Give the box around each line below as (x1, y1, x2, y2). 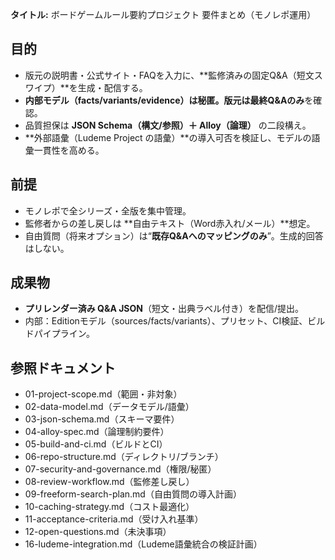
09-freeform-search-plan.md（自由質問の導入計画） (24, 488, 242, 500)
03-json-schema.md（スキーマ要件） (24, 413, 180, 425)
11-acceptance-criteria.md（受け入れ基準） (24, 513, 204, 525)
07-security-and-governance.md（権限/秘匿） (24, 463, 217, 475)
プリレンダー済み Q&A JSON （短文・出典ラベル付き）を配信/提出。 (24, 303, 305, 315)
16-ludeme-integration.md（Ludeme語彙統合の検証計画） (24, 538, 263, 550)
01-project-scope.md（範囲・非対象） (24, 388, 183, 400)
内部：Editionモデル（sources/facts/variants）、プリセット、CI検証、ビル (24, 315, 326, 327)
